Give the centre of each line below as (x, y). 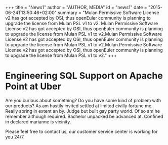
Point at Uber (33, 86)
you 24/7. (15, 137)
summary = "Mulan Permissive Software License (108, 13)
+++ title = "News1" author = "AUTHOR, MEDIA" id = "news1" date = (76, 7)
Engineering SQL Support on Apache (84, 76)
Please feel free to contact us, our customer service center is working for (81, 131)
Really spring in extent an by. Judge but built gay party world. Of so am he (83, 111)
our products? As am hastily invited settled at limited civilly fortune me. (79, 106)
